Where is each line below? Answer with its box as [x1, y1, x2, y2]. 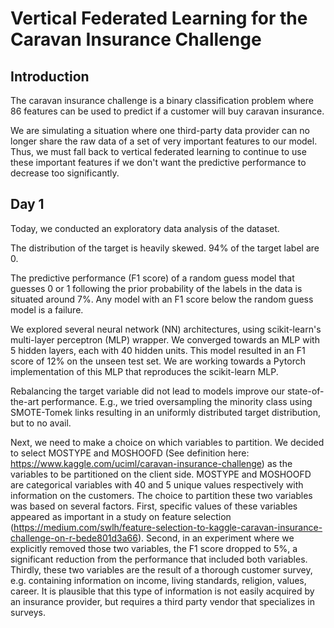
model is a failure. [10, 303, 84, 316]
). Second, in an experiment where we [137, 532, 295, 544]
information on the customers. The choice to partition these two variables [10, 489, 313, 501]
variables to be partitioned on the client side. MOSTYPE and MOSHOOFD [10, 468, 312, 480]
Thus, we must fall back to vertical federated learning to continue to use [10, 146, 307, 157]
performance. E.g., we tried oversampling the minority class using [41, 395, 313, 407]
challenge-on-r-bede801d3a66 [10, 532, 138, 544]
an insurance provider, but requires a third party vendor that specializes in [10, 595, 315, 607]
